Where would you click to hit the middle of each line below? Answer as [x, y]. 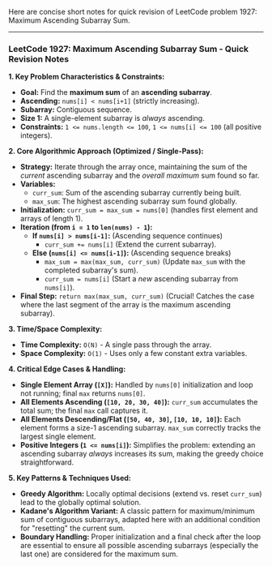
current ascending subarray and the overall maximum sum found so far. [140, 176]
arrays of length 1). [51, 219]
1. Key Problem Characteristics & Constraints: [87, 77]
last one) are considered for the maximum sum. [99, 554]
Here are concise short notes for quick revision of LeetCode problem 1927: [133, 12]
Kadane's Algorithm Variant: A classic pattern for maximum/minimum [137, 511]
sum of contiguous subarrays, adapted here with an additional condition [140, 520]
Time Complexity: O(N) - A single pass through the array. [116, 345]
